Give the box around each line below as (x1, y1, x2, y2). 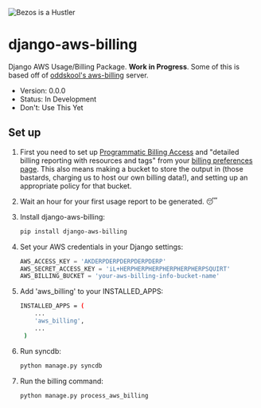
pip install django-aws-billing (19, 228, 127, 236)
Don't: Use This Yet (19, 102, 84, 112)
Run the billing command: (19, 376, 103, 386)
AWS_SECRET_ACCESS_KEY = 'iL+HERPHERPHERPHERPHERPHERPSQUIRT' (19, 264, 231, 273)
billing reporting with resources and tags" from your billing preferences (19, 156, 253, 165)
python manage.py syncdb (19, 362, 103, 370)
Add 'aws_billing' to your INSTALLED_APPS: (19, 287, 164, 296)
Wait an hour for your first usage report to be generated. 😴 (19, 196, 218, 206)
